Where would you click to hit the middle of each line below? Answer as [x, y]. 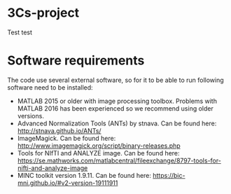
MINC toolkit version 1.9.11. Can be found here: [84, 175]
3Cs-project [43, 13]
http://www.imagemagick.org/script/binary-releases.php [99, 146]
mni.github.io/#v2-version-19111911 [68, 183]
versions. [30, 116]
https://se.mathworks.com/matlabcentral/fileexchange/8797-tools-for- [119, 160]
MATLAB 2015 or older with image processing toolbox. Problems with [117, 101]
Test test [20, 32]
